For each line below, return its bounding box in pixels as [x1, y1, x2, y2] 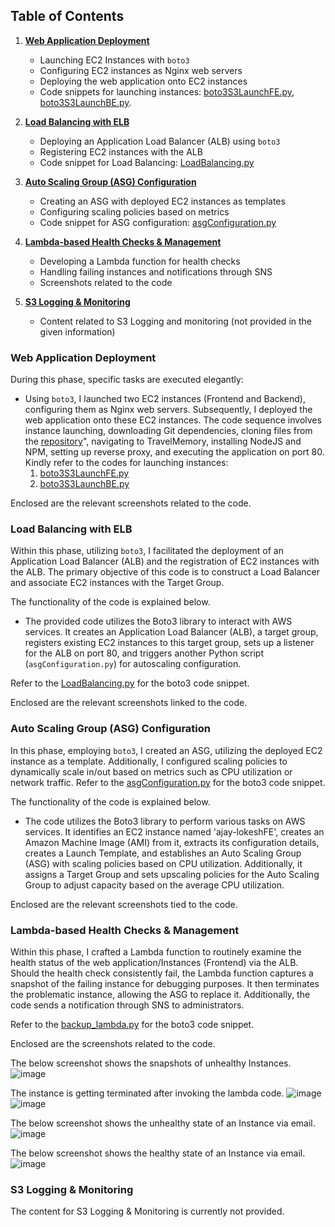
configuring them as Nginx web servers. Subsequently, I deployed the [24, 404, 313, 416]
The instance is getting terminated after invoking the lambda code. [10, 1087, 285, 1099]
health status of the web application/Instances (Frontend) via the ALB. [10, 957, 299, 968]
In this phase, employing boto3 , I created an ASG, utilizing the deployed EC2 [10, 744, 323, 756]
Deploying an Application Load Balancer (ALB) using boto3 [39, 135, 281, 147]
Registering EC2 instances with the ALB [39, 145, 203, 158]
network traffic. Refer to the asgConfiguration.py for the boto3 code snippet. [10, 776, 326, 788]
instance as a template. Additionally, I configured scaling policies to [10, 755, 288, 767]
